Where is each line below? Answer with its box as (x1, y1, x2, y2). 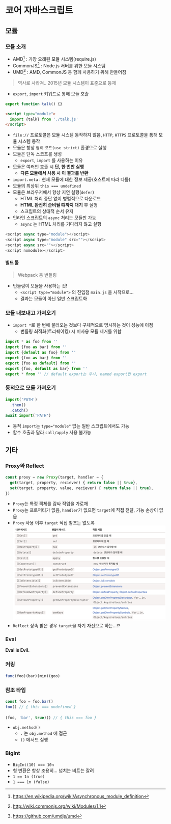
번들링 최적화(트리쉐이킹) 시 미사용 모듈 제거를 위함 (20, 328, 122, 334)
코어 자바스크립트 (5, 5, 73, 16)
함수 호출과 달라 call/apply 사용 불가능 (12, 429, 92, 436)
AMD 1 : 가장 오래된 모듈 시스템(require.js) (12, 55, 97, 62)
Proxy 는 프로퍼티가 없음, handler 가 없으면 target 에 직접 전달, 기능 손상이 (12, 507, 158, 513)
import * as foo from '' (5, 339, 58, 344)
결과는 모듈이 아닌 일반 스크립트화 (20, 296, 88, 302)
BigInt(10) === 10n (12, 762, 54, 767)
